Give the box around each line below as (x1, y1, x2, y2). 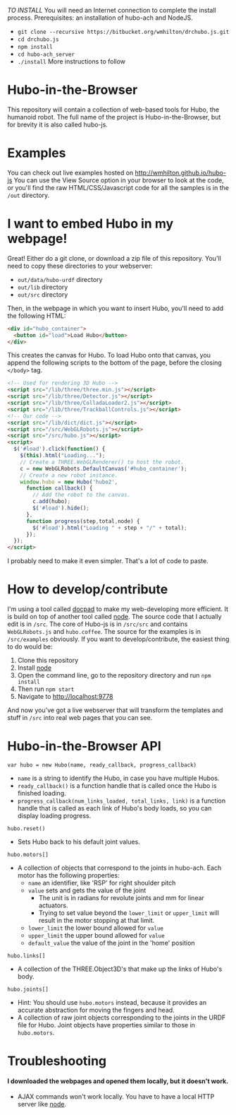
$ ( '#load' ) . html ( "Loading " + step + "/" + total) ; (32, 524, 188, 531)
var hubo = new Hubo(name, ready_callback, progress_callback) (7, 762, 197, 769)
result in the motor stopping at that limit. (38, 916, 155, 925)
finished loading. (17, 789, 67, 798)
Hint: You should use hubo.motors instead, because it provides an (17, 998, 206, 1007)
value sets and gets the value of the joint (27, 886, 147, 895)
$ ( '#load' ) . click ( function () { (13, 445, 106, 453)
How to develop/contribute (7, 582, 168, 598)
